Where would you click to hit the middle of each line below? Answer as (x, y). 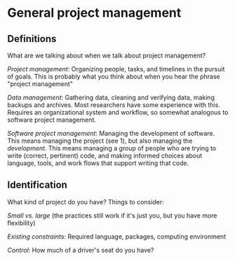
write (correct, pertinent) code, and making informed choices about (105, 156)
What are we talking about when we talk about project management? (107, 55)
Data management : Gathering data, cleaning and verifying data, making (111, 97)
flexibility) (22, 223)
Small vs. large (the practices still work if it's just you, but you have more (112, 216)
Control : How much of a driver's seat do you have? (81, 250)
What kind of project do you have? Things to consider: (86, 202)
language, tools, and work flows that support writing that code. (98, 163)
